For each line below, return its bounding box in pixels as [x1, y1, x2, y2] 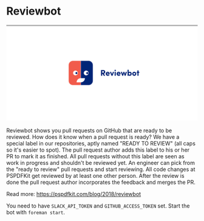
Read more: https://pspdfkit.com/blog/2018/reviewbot [6, 190, 141, 197]
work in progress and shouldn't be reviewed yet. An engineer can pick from [6, 159, 195, 166]
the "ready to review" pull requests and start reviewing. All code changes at [6, 166, 195, 173]
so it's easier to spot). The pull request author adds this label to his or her [6, 146, 190, 153]
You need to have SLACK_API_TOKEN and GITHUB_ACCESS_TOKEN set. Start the [6, 202, 190, 209]
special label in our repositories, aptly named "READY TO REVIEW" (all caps [6, 139, 196, 147]
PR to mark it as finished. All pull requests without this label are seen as [6, 152, 185, 160]
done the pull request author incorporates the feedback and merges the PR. [6, 178, 196, 186]
